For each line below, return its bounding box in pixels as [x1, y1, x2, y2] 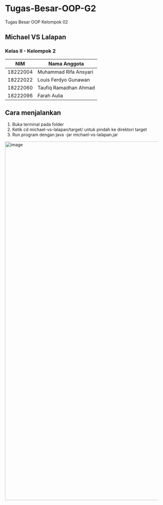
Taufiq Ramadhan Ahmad [37, 84, 95, 91]
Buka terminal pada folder [12, 122, 64, 127]
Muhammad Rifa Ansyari [37, 69, 94, 75]
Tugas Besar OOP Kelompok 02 [5, 19, 68, 25]
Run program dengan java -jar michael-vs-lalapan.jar [12, 132, 118, 138]
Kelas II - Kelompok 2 [5, 48, 56, 54]
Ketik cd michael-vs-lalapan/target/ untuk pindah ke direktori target [12, 127, 147, 133]
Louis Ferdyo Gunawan [37, 76, 90, 83]
